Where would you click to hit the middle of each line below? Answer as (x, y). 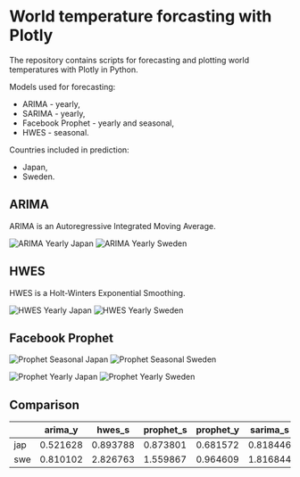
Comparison (45, 404)
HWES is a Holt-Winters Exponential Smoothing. (97, 292)
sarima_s (270, 430)
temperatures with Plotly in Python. (74, 70)
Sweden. (38, 177)
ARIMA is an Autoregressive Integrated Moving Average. (112, 226)
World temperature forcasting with (141, 16)
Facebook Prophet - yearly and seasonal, (98, 123)
